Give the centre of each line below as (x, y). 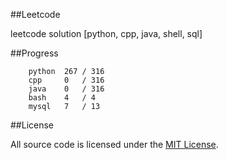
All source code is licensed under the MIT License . (114, 144)
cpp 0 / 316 (66, 80)
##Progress (34, 53)
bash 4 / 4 (62, 98)
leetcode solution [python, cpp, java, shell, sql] (106, 33)
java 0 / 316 (66, 89)
